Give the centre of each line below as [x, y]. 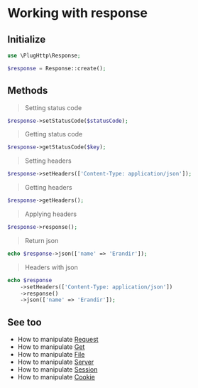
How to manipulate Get [51, 347]
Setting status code [53, 107]
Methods [28, 91]
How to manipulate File [51, 355]
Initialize [27, 39]
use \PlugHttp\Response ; [44, 55]
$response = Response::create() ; [57, 68]
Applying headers [50, 214]
